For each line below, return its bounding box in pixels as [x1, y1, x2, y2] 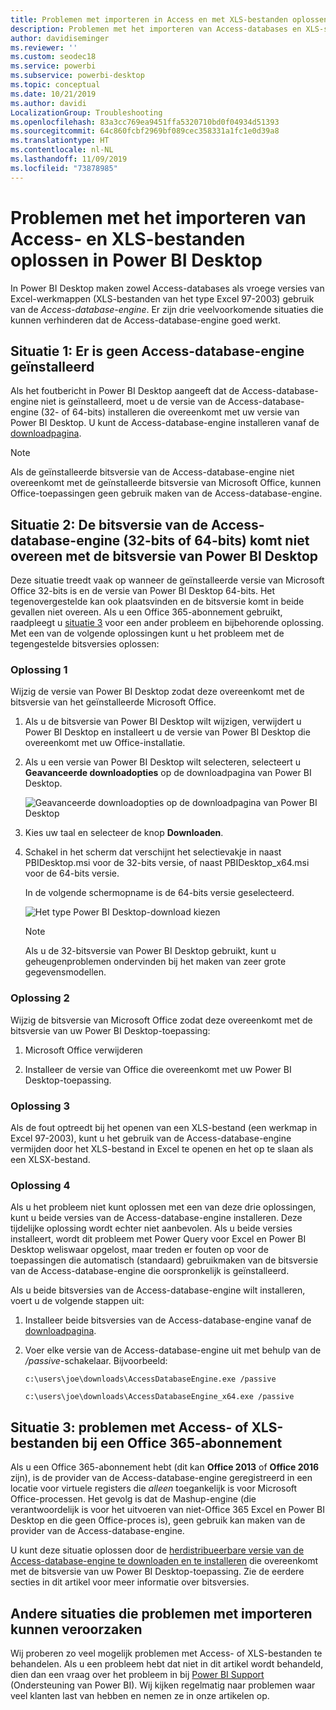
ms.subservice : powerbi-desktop [10, 71, 145, 81]
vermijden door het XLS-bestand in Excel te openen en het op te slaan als [10, 1143, 314, 1155]
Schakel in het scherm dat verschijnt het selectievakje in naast [24, 846, 282, 858]
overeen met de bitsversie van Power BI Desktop [10, 547, 319, 565]
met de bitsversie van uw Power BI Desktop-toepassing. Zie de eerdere [10, 1566, 305, 1578]
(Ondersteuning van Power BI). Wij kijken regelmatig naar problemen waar [10, 1679, 316, 1691]
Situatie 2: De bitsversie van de [10, 516, 208, 533]
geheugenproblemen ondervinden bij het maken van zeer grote [24, 956, 287, 968]
